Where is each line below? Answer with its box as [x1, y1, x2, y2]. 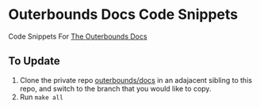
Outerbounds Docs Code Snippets [8, 6, 239, 24]
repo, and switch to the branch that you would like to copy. [19, 84, 212, 93]
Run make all [19, 92, 63, 102]
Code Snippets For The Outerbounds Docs [8, 32, 148, 41]
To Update [8, 54, 61, 68]
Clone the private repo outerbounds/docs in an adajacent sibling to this [19, 75, 252, 84]
